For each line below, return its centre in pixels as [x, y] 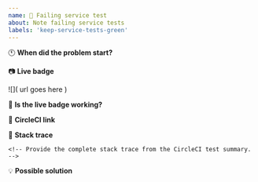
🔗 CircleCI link [32, 120]
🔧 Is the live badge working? [55, 105]
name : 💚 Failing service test [58, 15]
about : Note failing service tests [66, 23]
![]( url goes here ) [38, 89]
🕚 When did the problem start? [60, 53]
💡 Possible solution [41, 171]
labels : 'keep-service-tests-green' [68, 30]
